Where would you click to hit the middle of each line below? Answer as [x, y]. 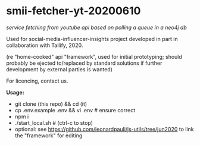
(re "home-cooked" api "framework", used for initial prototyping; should [94, 56]
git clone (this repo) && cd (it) [51, 104]
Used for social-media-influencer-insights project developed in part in [92, 39]
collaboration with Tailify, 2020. [45, 45]
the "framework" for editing [49, 135]
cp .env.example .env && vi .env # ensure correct [75, 110]
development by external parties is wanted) [60, 69]
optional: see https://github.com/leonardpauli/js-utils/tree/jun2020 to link [104, 129]
